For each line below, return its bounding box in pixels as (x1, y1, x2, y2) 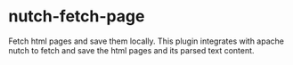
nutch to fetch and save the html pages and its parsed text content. (8, 45, 255, 55)
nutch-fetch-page (8, 6, 145, 27)
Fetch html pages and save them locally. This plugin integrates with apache (8, 36, 284, 46)
